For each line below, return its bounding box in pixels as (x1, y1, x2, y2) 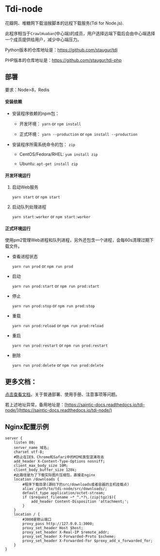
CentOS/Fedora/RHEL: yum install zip (19, 151, 98, 157)
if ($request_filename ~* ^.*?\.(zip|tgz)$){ (22, 495, 116, 500)
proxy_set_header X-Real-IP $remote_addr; (22, 530, 110, 535)
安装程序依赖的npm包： (12, 111, 60, 116)
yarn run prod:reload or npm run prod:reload (12, 323, 104, 329)
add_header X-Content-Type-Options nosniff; (14, 459, 105, 463)
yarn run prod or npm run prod (12, 263, 74, 269)
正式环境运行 (5, 225, 31, 231)
